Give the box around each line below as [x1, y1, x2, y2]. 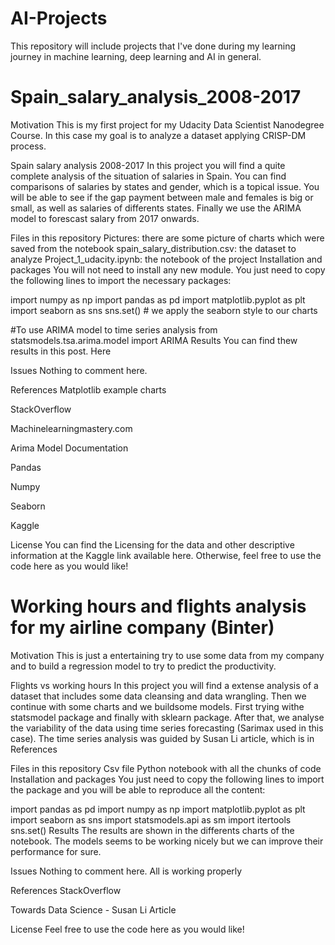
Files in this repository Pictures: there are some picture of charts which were [10, 232, 325, 244]
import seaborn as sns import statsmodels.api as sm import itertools [10, 813, 292, 826]
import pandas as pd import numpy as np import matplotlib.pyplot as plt [10, 803, 306, 815]
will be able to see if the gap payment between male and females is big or [10, 191, 314, 203]
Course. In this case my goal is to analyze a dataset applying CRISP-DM [10, 129, 307, 141]
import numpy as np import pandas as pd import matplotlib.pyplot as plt [10, 293, 306, 306]
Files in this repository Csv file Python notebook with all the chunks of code [10, 762, 322, 774]
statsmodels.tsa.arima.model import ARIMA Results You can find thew [10, 334, 298, 346]
